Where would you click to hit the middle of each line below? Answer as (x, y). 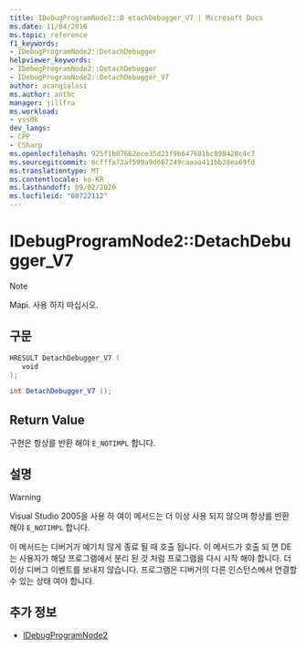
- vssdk (24, 120)
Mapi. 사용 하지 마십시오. (54, 304)
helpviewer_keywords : (51, 60)
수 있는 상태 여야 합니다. (52, 581)
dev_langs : (30, 129)
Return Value (47, 419)
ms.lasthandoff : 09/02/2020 (63, 188)
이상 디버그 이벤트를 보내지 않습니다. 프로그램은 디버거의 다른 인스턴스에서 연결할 (153, 569)
